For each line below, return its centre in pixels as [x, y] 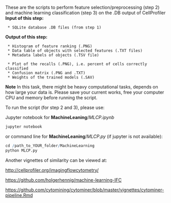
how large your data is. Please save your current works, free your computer [85, 92]
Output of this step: [26, 37]
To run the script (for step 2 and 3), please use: [55, 107]
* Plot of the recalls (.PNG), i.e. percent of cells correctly [77, 64]
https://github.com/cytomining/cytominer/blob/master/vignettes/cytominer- [85, 190]
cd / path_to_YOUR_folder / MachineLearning [50, 146]
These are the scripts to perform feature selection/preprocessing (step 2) [82, 7]
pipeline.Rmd [19, 195]
